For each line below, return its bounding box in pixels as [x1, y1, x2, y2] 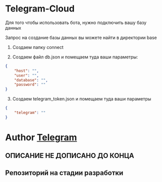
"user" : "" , [14, 73, 39, 78]
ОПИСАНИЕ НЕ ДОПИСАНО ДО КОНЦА [5, 151, 134, 160]
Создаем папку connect [12, 44, 64, 50]
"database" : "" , [14, 77, 48, 82]
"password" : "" [14, 82, 46, 87]
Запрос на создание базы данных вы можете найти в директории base [5, 34, 157, 40]
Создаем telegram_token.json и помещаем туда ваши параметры [12, 96, 151, 102]
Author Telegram [5, 132, 77, 143]
